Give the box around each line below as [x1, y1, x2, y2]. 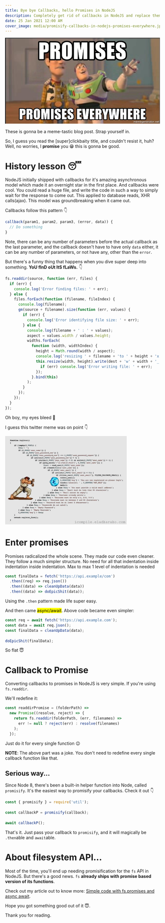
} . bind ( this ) [31, 375, 58, 380]
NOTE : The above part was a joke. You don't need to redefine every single [5, 750, 156, 756]
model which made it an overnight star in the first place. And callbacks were [5, 182, 159, 188]
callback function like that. [5, 755, 58, 761]
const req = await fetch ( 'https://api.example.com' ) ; [5, 618, 118, 623]
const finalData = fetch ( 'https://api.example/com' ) [5, 573, 115, 579]
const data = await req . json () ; [5, 623, 71, 628]
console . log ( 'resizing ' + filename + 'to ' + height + [36, 354, 153, 359]
